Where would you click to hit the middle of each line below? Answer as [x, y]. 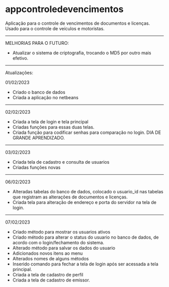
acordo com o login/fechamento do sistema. [58, 242]
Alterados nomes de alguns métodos [51, 258]
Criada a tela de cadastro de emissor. [51, 280]
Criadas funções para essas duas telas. [53, 127]
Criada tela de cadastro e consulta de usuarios [61, 162]
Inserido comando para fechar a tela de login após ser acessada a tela [85, 264]
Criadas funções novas [36, 167]
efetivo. [20, 58]
